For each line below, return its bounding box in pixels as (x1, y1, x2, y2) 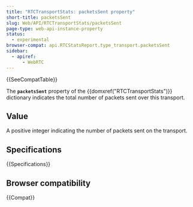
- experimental (11, 37, 50, 43)
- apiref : (11, 54, 36, 60)
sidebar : (6, 48, 28, 54)
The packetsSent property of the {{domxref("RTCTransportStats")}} (6, 87, 173, 94)
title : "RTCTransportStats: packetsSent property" (6, 8, 135, 15)
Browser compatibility (6, 178, 91, 188)
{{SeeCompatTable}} (6, 76, 58, 83)
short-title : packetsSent (6, 14, 71, 20)
